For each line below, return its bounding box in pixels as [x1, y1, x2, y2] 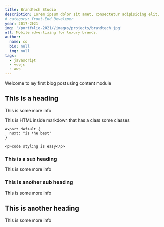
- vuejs [9, 62, 26, 67]
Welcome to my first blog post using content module [5, 80, 112, 86]
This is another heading [5, 204, 80, 212]
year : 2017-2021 [5, 21, 38, 26]
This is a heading [5, 95, 59, 103]
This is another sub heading [5, 179, 73, 186]
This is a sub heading [5, 155, 57, 162]
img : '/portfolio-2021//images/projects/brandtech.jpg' [5, 26, 122, 31]
